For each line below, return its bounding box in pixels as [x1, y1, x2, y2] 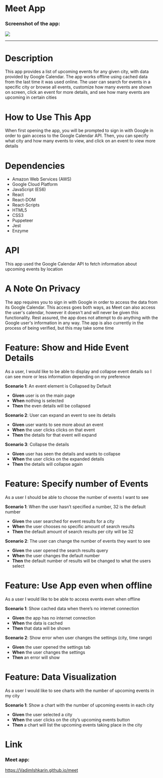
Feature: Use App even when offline [5, 580, 152, 591]
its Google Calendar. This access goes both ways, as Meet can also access [5, 304, 156, 310]
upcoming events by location [5, 266, 63, 272]
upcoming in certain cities [5, 94, 57, 100]
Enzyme [12, 228, 29, 234]
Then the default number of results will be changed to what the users [12, 558, 151, 564]
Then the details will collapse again [12, 461, 83, 467]
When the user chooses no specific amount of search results [12, 524, 135, 530]
